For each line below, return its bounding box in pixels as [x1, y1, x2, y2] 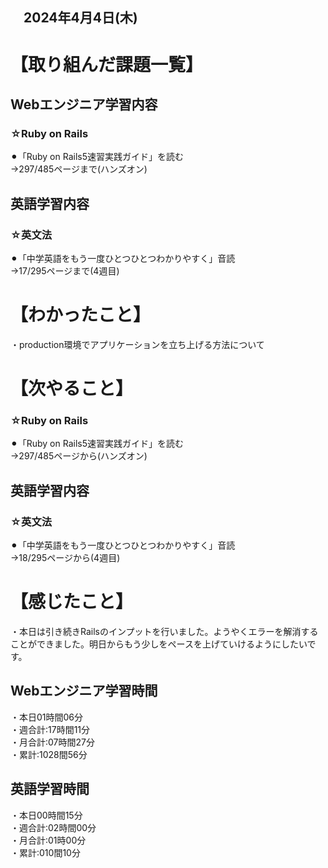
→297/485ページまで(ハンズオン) [10, 163, 148, 175]
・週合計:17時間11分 [10, 723, 91, 735]
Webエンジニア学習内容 [10, 96, 158, 113]
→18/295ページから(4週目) [10, 552, 121, 564]
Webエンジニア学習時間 [10, 683, 158, 700]
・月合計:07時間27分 [10, 736, 95, 748]
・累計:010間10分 [10, 846, 81, 858]
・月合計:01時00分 [10, 834, 87, 846]
